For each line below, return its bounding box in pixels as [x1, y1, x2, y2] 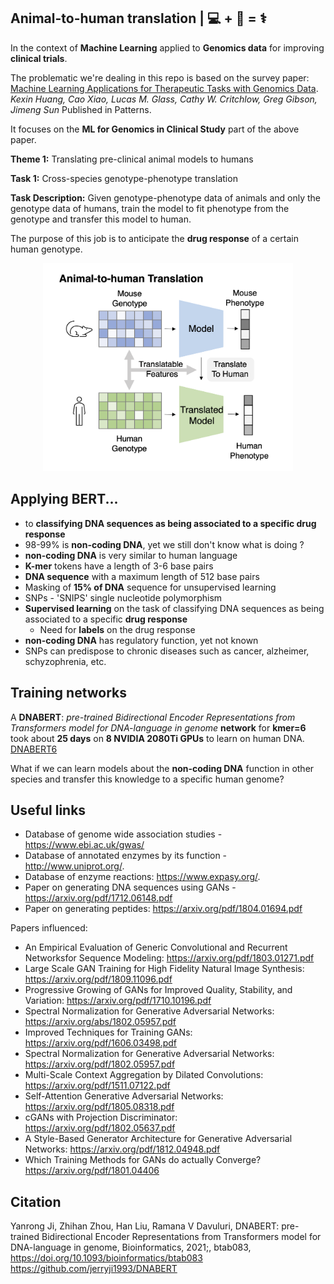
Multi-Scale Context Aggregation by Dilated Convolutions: [24, 1069, 264, 1081]
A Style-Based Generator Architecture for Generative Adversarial [24, 1133, 293, 1145]
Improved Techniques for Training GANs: [24, 1026, 193, 1039]
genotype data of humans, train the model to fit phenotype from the [10, 202, 290, 214]
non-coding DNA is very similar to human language [24, 549, 238, 561]
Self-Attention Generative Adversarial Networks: [24, 1090, 224, 1102]
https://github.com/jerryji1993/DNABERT [10, 1263, 178, 1275]
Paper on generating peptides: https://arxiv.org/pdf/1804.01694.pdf [24, 903, 303, 915]
